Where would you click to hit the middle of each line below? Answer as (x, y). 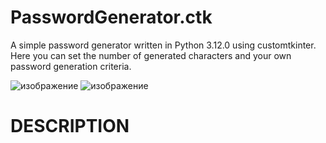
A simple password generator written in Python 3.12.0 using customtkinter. (163, 45)
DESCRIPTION (70, 126)
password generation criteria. (71, 66)
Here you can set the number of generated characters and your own (151, 55)
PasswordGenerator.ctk (111, 17)
